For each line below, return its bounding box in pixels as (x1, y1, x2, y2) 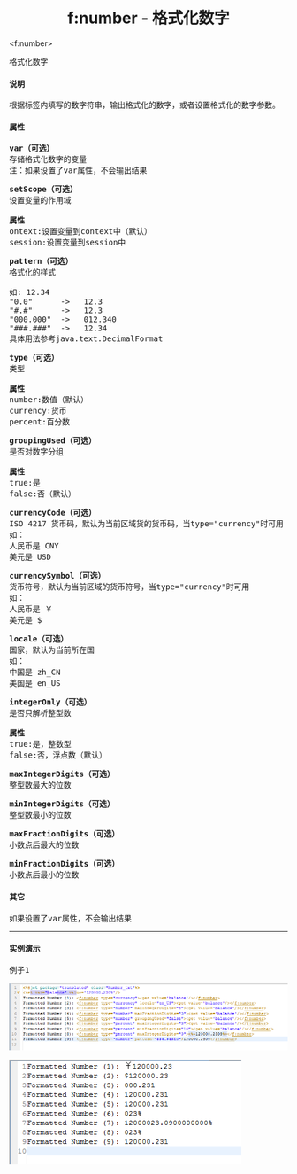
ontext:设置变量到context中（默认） (9, 227, 153, 237)
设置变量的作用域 (9, 196, 72, 206)
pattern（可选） (9, 256, 73, 267)
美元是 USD (9, 552, 51, 563)
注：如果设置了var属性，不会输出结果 (9, 166, 148, 175)
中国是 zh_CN (9, 667, 61, 678)
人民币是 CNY (9, 541, 59, 551)
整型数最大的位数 (9, 781, 72, 790)
